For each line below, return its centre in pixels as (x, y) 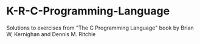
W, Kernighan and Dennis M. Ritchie (51, 34)
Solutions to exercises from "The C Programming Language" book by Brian (100, 28)
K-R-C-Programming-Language (88, 11)
